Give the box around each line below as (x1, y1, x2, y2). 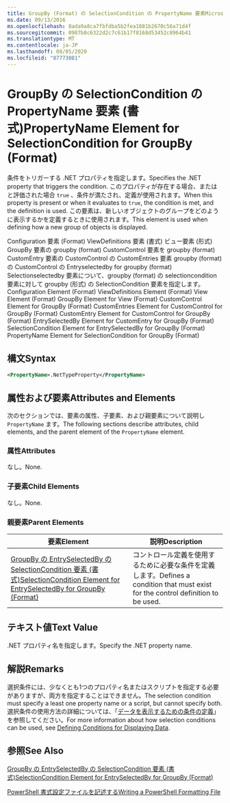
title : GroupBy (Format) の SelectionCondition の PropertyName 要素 (7, 10, 205, 17)
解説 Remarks (7, 663, 64, 675)
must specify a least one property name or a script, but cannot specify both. (7, 699, 222, 707)
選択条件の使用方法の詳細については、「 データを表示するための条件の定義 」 (7, 707, 220, 715)
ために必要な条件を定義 (139, 560, 216, 570)
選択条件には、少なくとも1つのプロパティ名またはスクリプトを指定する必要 (7, 682, 219, 691)
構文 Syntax (7, 353, 56, 365)
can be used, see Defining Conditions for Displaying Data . (7, 724, 170, 732)
